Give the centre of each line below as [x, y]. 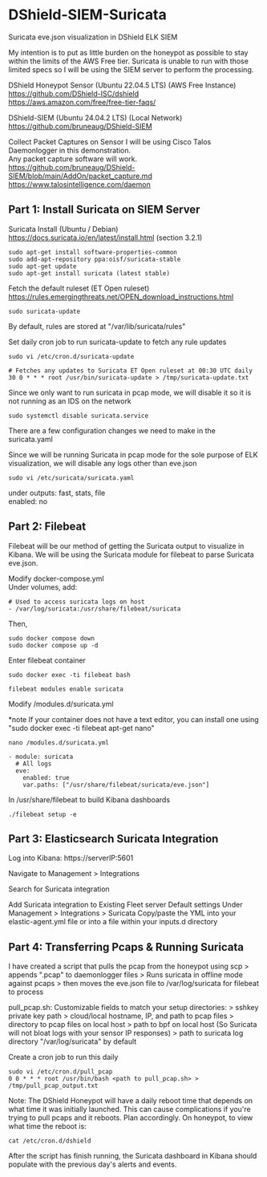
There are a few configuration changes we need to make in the [112, 430]
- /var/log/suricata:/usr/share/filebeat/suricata [95, 609]
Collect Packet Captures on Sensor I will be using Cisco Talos [110, 141]
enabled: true [46, 777]
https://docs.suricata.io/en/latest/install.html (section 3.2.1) [105, 237]
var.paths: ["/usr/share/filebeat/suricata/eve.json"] [116, 785]
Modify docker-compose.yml [56, 578]
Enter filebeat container [47, 660]
